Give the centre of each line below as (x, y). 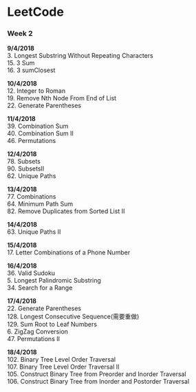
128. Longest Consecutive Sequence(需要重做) (73, 316)
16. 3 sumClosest (31, 70)
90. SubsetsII (26, 168)
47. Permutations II (34, 339)
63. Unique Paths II (34, 232)
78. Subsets (24, 162)
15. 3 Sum (21, 63)
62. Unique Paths (32, 176)
